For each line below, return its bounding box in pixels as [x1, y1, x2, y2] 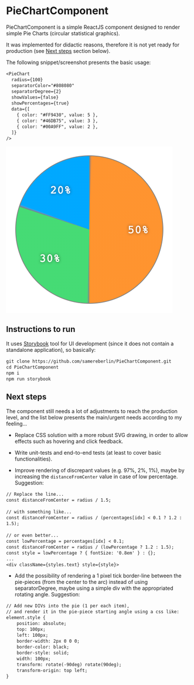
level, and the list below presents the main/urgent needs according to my [6, 414, 182, 421]
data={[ [11, 106, 30, 112]
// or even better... [6, 532, 59, 538]
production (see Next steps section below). [6, 47, 110, 54]
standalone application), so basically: [6, 346, 96, 353]
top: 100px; [16, 626, 46, 632]
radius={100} [11, 76, 43, 83]
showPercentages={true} [11, 100, 69, 106]
